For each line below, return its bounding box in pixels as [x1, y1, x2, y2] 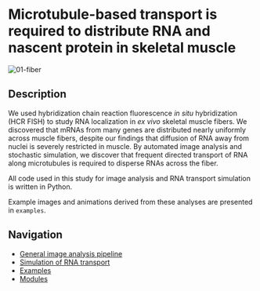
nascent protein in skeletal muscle [8, 39, 237, 56]
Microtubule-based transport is [8, 5, 218, 24]
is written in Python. [8, 182, 73, 191]
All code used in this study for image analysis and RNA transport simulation [8, 173, 251, 183]
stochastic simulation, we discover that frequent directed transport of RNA [8, 150, 248, 159]
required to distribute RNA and [8, 22, 211, 40]
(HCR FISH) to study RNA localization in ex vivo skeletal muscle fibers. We [8, 116, 247, 126]
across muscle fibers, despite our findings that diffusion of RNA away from [8, 133, 249, 143]
